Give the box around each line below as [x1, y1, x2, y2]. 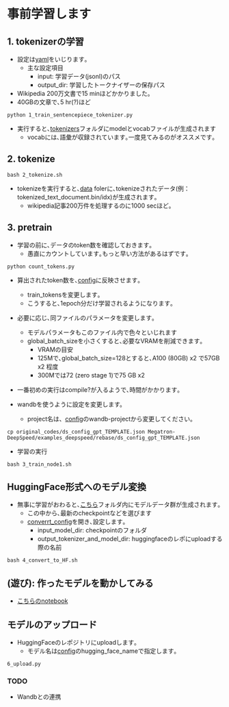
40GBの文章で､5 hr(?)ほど [16, 98, 91, 106]
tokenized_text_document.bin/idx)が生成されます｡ [16, 193, 158, 201]
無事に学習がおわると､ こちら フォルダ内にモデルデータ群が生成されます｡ [16, 501, 221, 509]
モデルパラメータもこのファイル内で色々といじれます [27, 328, 178, 336]
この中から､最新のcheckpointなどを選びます [27, 509, 152, 517]
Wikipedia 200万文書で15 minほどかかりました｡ [16, 90, 151, 97]
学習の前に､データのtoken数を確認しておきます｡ [16, 240, 152, 249]
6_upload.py [7, 660, 41, 668]
